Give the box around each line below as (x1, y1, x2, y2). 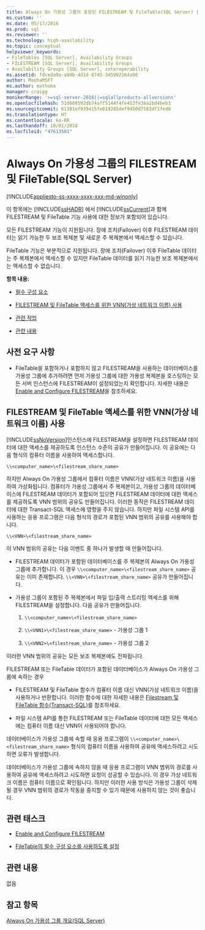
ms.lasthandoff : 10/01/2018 (6, 123, 78, 129)
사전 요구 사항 (6, 347, 55, 357)
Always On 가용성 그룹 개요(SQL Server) (6, 917, 105, 924)
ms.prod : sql (6, 26, 40, 32)
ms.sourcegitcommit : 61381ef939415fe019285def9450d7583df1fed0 (6, 105, 171, 112)
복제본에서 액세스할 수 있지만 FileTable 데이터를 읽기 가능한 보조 (19, 254, 173, 262)
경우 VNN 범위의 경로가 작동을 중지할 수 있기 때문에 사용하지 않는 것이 (12, 786, 179, 793)
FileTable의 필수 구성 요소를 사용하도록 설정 (15, 843, 119, 850)
